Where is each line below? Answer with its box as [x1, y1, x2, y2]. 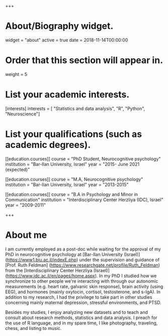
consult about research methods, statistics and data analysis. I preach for [5, 314, 157, 320]
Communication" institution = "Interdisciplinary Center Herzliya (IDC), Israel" [5, 197, 163, 203]
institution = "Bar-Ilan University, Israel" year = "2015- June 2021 [5, 161, 140, 167]
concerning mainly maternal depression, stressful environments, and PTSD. [5, 299, 162, 305]
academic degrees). [5, 139, 91, 150]
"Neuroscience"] [5, 111, 40, 117]
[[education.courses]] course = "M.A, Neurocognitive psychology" [5, 176, 143, 182]
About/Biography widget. [5, 21, 114, 32]
